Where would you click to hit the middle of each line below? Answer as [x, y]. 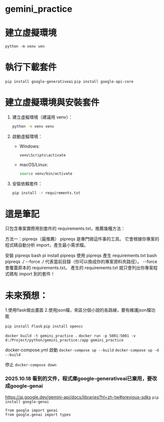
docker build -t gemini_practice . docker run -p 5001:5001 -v [70, 336]
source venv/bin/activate [46, 173]
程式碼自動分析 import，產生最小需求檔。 [47, 245]
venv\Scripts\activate [43, 155]
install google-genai [27, 402]
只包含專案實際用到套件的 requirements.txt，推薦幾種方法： [65, 229]
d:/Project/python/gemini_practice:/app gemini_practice [64, 340]
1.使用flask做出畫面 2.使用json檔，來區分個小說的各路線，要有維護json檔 [78, 310]
